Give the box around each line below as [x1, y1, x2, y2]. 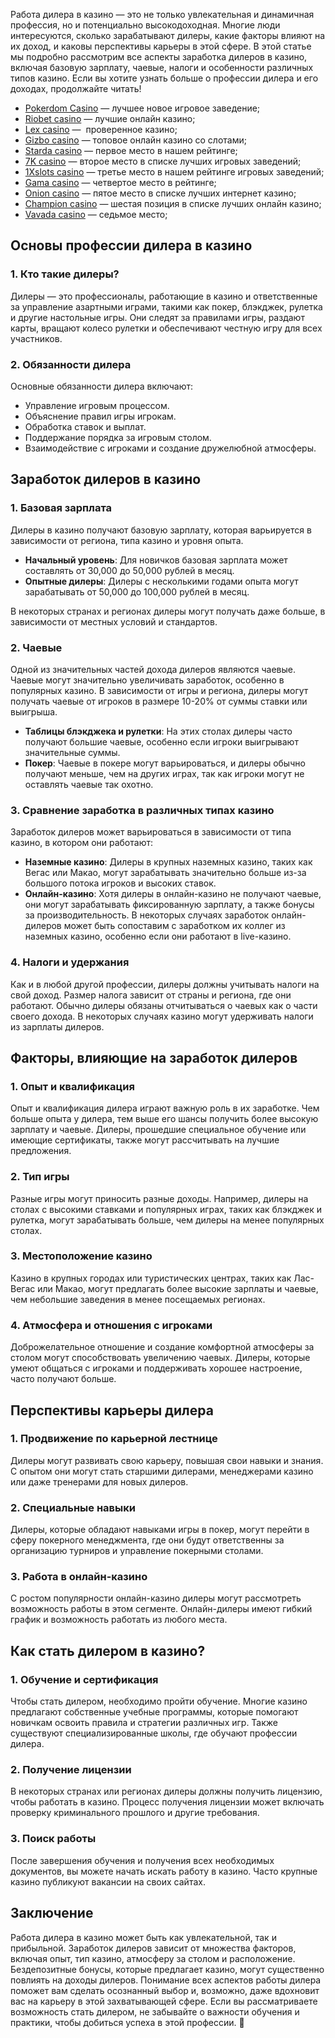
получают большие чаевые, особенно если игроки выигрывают [24, 735, 299, 748]
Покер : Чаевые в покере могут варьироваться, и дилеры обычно [24, 757, 306, 769]
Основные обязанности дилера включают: [10, 380, 194, 392]
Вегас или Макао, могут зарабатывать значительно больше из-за [24, 867, 307, 879]
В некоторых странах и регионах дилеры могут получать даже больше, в [10, 605, 326, 617]
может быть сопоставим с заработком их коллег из [63, 920, 286, 932]
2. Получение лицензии [10, 1763, 132, 1777]
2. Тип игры [10, 1170, 70, 1184]
